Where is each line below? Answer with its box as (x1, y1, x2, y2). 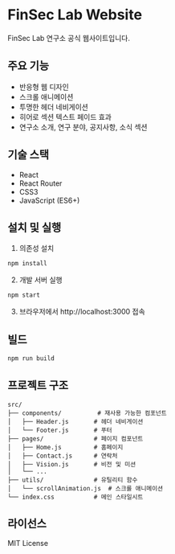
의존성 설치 (18, 244, 55, 253)
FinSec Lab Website (7, 6, 142, 24)
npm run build (7, 354, 55, 363)
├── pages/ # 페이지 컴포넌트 (7, 434, 144, 443)
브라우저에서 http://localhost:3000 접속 (18, 307, 145, 317)
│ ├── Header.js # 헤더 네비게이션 (7, 417, 144, 425)
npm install (7, 260, 47, 268)
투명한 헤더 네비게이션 (18, 102, 89, 112)
